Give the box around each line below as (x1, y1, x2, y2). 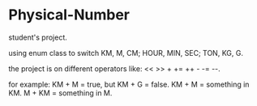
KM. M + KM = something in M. (8, 87, 113, 98)
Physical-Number (8, 6, 130, 24)
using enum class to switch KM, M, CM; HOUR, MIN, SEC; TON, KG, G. (8, 48, 243, 57)
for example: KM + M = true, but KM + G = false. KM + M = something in (8, 79, 250, 89)
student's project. (8, 32, 67, 42)
